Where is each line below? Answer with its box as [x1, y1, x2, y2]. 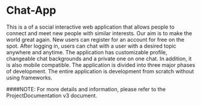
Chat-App [6, 4, 56, 17]
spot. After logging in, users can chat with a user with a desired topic [6, 42, 177, 50]
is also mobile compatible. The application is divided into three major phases [6, 61, 196, 69]
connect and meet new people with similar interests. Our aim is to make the [6, 29, 193, 36]
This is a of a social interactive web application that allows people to [6, 23, 175, 30]
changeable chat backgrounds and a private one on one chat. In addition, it [6, 55, 192, 62]
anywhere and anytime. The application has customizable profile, [6, 48, 168, 55]
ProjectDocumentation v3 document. [6, 92, 98, 99]
